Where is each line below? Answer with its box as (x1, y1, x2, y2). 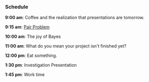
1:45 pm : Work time (5, 72, 45, 78)
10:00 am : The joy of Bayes (5, 33, 61, 40)
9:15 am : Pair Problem (5, 24, 50, 30)
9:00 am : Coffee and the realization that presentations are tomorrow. (5, 15, 145, 21)
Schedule (5, 3, 28, 10)
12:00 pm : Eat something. (5, 53, 57, 58)
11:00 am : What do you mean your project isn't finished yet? (5, 43, 126, 49)
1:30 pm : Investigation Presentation (5, 62, 77, 68)
